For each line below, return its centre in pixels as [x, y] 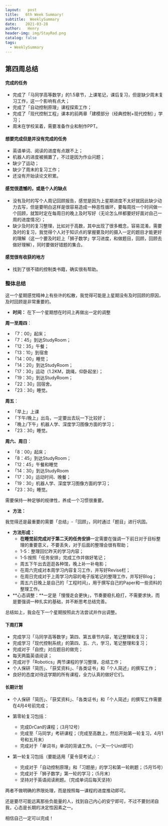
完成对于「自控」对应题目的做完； [48, 649]
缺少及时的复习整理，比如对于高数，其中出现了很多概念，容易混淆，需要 [87, 226]
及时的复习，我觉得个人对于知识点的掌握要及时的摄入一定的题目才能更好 [87, 232]
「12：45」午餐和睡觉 [35, 465]
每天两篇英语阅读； [32, 656]
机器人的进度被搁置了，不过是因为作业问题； [59, 157]
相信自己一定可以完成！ [29, 818]
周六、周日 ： [18, 441]
